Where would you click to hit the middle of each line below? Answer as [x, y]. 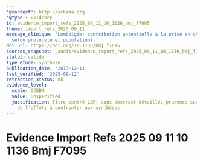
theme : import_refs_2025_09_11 [46, 29]
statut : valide [25, 57]
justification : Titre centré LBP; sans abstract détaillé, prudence [100, 102]
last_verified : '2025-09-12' [43, 74]
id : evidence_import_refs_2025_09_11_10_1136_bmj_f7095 [78, 23]
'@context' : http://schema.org [46, 12]
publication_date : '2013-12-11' [47, 68]
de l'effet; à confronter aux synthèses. [70, 108]
